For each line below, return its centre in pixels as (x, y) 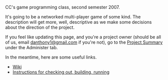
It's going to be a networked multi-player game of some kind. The (73, 17)
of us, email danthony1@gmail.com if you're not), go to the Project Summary (84, 42)
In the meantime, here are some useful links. (51, 57)
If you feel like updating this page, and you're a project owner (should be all (83, 37)
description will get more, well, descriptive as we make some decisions (78, 22)
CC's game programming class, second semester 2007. (63, 7)
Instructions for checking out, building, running (61, 72)
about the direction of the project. (40, 27)
